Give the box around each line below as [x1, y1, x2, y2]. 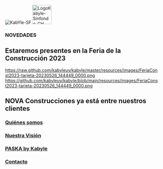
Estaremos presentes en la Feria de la [5, 47, 121, 55]
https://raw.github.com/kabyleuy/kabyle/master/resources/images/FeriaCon [5, 67, 158, 73]
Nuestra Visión [5, 132, 41, 139]
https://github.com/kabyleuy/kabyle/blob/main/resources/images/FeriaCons [5, 77, 158, 83]
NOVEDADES [5, 32, 37, 38]
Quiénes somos [5, 119, 43, 126]
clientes [5, 105, 30, 113]
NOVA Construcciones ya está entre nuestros [5, 97, 146, 105]
